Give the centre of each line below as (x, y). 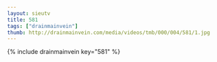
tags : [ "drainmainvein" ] (43, 26)
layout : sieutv (29, 13)
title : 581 (23, 20)
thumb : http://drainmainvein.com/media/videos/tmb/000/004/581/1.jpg (109, 32)
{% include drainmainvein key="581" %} (64, 52)
